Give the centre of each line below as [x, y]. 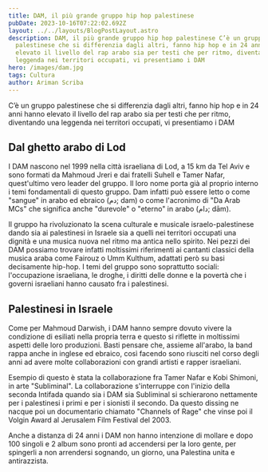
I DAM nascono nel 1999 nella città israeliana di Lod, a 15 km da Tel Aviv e [129, 167]
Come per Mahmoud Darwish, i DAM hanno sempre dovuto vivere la [120, 328]
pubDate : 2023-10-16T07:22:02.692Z [67, 23]
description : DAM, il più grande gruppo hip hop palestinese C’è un [124, 38]
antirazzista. [29, 461]
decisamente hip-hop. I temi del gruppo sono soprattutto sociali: [114, 267]
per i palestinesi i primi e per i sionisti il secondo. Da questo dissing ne [124, 403]
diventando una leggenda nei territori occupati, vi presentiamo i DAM [122, 122]
